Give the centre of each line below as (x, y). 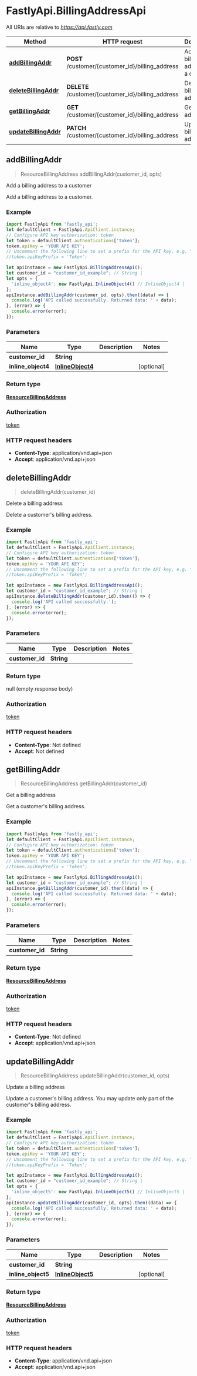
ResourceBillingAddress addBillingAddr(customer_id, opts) (91, 174)
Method (35, 41)
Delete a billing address (35, 503)
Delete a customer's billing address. (49, 514)
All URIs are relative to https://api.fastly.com (59, 27)
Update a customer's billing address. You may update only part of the (90, 1099)
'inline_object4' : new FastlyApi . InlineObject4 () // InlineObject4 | (98, 284)
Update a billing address (35, 1087)
